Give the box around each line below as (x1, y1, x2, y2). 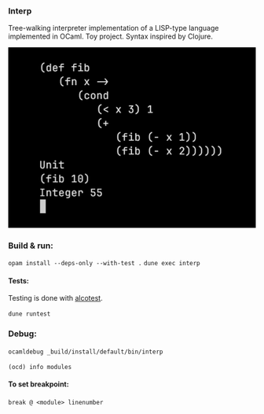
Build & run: (8, 240, 53, 251)
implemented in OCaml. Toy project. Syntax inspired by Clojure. (8, 31, 214, 41)
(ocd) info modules (8, 363, 72, 371)
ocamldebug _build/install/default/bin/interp (8, 348, 163, 356)
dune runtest (8, 310, 51, 318)
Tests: (8, 275, 29, 285)
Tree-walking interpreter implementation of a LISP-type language (8, 24, 219, 33)
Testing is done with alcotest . (8, 294, 104, 303)
